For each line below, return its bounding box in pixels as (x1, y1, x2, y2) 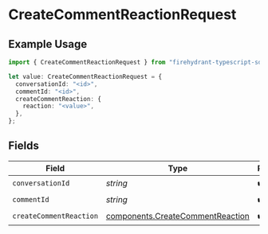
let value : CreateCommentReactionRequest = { (8, 72, 162, 80)
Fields (8, 139, 40, 153)
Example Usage (8, 37, 88, 51)
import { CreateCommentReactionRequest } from (8, 58, 166, 66)
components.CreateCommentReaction (105, 211, 250, 222)
